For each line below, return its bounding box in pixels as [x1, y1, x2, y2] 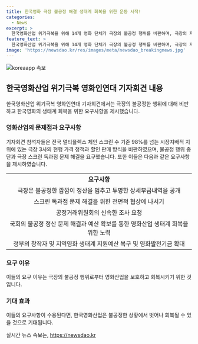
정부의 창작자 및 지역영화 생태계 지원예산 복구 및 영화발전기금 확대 [13, 239, 185, 247]
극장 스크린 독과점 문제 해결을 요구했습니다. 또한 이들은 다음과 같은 [16, 153, 170, 160]
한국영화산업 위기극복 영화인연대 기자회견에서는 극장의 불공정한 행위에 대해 [6, 100, 178, 107]
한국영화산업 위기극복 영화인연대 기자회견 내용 [6, 83, 163, 94]
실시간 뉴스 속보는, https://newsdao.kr [6, 332, 96, 339]
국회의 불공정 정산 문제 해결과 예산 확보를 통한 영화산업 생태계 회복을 [9, 220, 189, 228]
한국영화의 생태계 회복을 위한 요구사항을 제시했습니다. [16, 107, 140, 114]
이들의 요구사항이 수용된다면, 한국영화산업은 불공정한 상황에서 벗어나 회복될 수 [6, 311, 186, 319]
